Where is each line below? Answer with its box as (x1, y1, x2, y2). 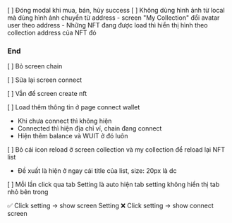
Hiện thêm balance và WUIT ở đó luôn (17, 132, 128, 140)
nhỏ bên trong (7, 188, 49, 196)
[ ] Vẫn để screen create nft (7, 90, 87, 98)
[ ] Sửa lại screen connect (7, 76, 83, 84)
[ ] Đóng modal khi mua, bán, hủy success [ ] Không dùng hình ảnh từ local (7, 6, 225, 14)
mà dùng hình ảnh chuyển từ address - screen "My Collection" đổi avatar (7, 13, 220, 22)
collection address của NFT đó (7, 28, 97, 37)
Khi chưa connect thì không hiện (17, 116, 112, 126)
